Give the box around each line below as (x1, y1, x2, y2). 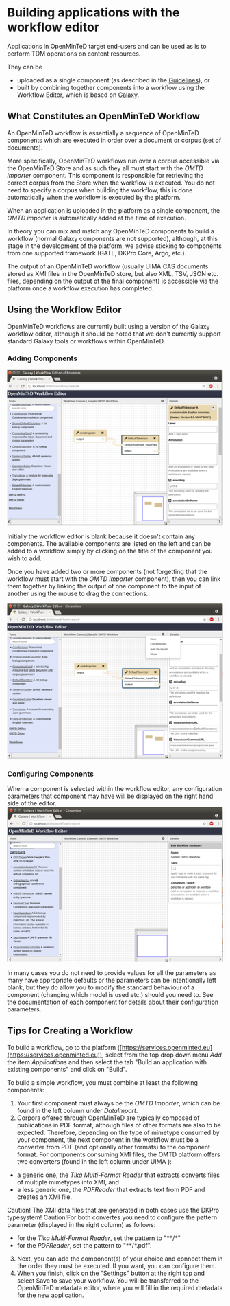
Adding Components (7, 354, 77, 363)
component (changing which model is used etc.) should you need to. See (7, 990, 214, 998)
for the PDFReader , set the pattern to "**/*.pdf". (16, 1241, 152, 1249)
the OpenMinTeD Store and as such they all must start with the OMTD (7, 163, 203, 172)
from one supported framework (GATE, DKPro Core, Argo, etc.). (7, 249, 187, 257)
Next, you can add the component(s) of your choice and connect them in (16, 1255, 223, 1263)
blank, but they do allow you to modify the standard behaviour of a (7, 983, 195, 992)
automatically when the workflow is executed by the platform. (7, 193, 181, 201)
